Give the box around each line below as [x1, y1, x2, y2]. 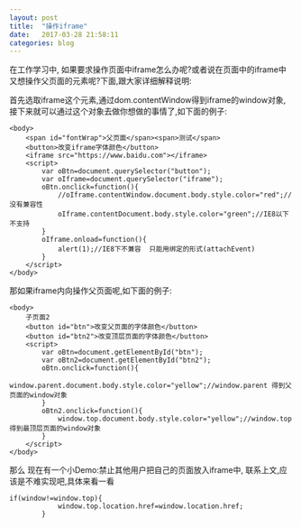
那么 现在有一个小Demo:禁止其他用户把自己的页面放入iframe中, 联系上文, [9, 465, 280, 476]
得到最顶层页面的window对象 [9, 424, 101, 433]
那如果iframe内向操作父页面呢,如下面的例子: [9, 285, 173, 296]
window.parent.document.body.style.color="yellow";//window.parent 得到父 [9, 381, 292, 391]
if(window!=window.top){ [9, 494, 103, 504]
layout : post [9, 13, 59, 23]
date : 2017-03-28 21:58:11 [9, 30, 119, 39]
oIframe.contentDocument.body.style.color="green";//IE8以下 [57, 209, 290, 219]
